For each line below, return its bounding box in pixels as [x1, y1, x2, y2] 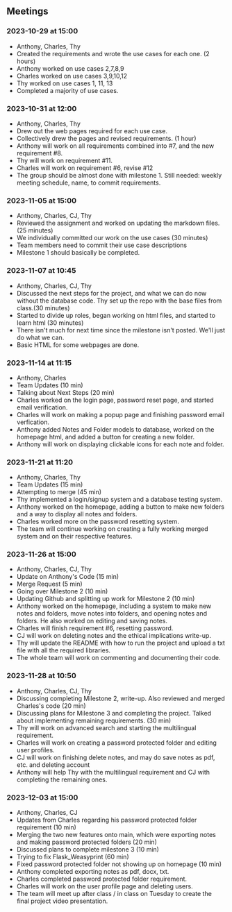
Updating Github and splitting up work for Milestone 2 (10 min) [16, 595, 195, 603]
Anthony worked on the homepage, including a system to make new [16, 602, 212, 610]
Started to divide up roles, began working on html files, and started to [16, 311, 216, 319]
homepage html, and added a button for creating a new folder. [16, 432, 195, 441]
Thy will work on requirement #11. [16, 156, 113, 164]
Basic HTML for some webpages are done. [16, 340, 140, 349]
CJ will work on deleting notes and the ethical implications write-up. [16, 632, 211, 640]
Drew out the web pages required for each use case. [16, 126, 168, 135]
